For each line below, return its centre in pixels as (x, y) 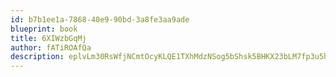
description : (37, 57)
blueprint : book (44, 29)
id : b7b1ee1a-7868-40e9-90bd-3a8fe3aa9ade (100, 19)
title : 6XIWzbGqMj (48, 38)
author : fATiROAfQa (51, 47)
